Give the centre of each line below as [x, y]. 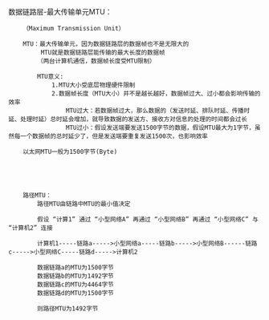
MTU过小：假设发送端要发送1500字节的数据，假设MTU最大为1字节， [160, 128]
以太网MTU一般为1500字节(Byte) [70, 152]
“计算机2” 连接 [31, 228]
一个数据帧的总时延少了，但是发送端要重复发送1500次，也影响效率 [114, 136]
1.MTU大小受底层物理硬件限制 [93, 85]
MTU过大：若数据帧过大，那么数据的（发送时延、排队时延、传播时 [158, 111]
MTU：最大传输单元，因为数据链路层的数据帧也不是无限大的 [106, 44]
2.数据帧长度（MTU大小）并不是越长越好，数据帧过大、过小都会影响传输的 [156, 94]
